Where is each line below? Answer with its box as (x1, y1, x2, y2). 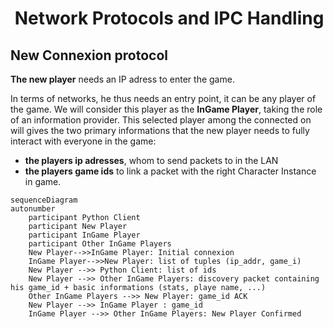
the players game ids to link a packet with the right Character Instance (24, 165, 317, 177)
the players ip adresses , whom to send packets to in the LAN (24, 155, 279, 166)
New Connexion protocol (10, 47, 168, 64)
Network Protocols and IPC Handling (14, 7, 325, 30)
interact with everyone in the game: (10, 135, 157, 147)
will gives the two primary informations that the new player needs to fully (10, 125, 310, 136)
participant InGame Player (28, 230, 141, 240)
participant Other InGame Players (28, 239, 172, 249)
